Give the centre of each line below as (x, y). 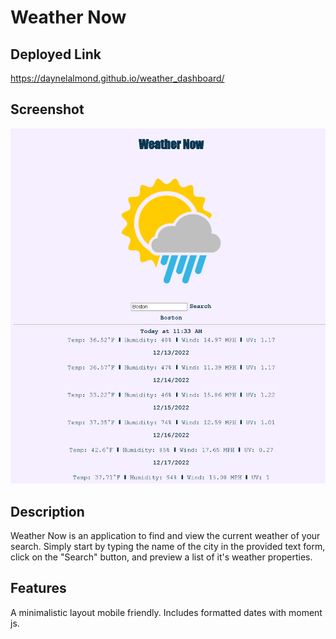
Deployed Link (56, 54)
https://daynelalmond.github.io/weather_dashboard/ (117, 78)
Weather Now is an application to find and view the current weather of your (165, 535)
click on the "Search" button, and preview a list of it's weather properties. (161, 557)
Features (38, 588)
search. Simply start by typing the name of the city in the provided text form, (168, 546)
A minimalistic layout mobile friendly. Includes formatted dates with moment (166, 612)
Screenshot (47, 109)
